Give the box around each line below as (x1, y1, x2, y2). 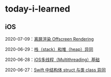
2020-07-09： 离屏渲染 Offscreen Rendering (5, 36, 94, 42)
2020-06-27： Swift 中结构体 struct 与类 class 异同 (5, 67, 106, 73)
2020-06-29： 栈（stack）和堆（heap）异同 (5, 46, 94, 52)
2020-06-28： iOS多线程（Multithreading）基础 (5, 57, 100, 62)
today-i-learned (5, 3, 70, 15)
